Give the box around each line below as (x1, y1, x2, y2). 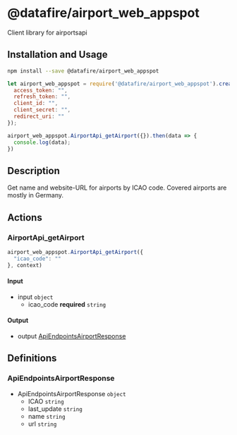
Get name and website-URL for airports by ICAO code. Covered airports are (7, 183, 227, 192)
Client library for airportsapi (7, 28, 87, 37)
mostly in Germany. (7, 191, 64, 200)
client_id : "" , (13, 100, 59, 107)
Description (7, 164, 60, 177)
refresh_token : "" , (13, 93, 71, 100)
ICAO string (28, 397, 65, 405)
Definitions (7, 353, 57, 364)
